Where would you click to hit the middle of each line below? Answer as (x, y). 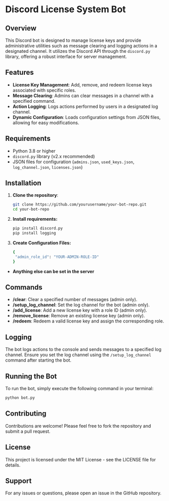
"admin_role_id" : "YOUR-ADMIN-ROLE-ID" (57, 257)
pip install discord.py (38, 228)
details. (13, 465)
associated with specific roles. (44, 90)
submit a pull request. (28, 431)
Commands (24, 287)
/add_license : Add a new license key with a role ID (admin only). (80, 310)
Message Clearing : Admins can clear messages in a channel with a (83, 96)
